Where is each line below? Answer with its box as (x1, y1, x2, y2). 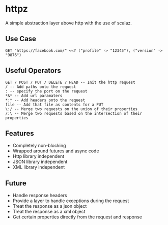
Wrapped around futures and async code (12, 148, 99, 154)
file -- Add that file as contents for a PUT (5, 102, 103, 107)
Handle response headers (12, 192, 67, 199)
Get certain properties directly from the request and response (12, 214, 143, 220)
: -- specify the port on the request (5, 88, 88, 94)
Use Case (5, 35, 37, 43)
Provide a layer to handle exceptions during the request (12, 198, 129, 204)
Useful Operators (5, 67, 61, 75)
